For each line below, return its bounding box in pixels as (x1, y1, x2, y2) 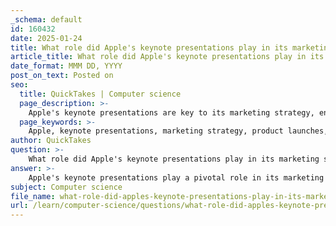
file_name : (10, 191, 56, 201)
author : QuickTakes (10, 136, 92, 146)
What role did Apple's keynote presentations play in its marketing (28, 154, 320, 164)
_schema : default (10, 14, 83, 25)
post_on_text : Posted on (10, 71, 114, 81)
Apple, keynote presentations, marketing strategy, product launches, (28, 126, 329, 136)
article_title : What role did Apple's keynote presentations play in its (10, 52, 325, 62)
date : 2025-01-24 (10, 33, 83, 43)
